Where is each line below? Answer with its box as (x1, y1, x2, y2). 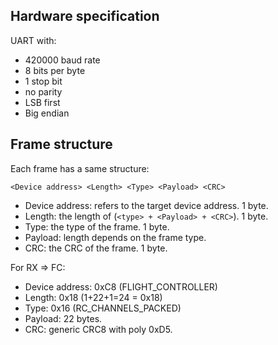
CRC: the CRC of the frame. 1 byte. (24, 242, 168, 254)
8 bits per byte (24, 64, 86, 76)
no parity (24, 85, 63, 98)
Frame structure (10, 136, 113, 153)
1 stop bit (24, 75, 63, 87)
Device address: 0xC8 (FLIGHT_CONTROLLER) (24, 280, 218, 293)
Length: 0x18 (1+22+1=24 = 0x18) (24, 291, 163, 303)
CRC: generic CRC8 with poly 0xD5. (24, 323, 173, 335)
